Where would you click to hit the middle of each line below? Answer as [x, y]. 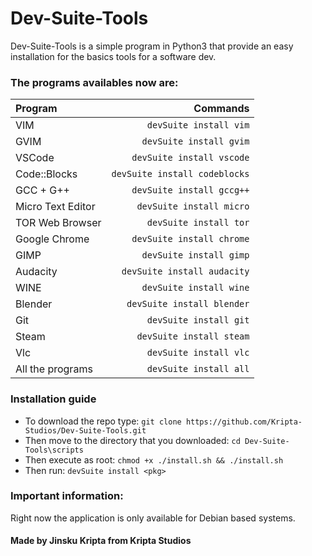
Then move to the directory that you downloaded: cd [132, 440]
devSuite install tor [198, 223]
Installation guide [53, 399]
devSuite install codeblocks [180, 174]
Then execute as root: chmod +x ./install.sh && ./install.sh [154, 459]
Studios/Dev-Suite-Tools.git [85, 430]
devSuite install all [198, 369]
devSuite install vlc [198, 353]
